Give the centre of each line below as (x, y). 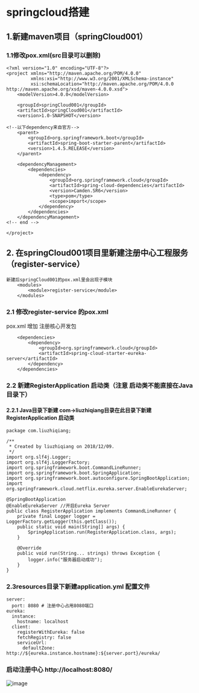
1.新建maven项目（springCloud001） (77, 37)
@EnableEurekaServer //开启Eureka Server (58, 506)
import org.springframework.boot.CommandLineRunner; (74, 468)
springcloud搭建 (48, 12)
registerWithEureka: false (51, 632)
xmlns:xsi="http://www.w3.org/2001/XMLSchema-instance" (102, 78)
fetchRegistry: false (44, 637)
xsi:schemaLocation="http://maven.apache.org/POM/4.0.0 (102, 84)
